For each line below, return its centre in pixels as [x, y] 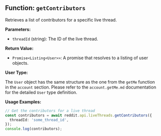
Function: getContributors [45, 8]
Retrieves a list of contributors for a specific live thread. [61, 20]
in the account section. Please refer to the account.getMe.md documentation [81, 87]
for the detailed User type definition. [41, 92]
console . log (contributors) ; [34, 129]
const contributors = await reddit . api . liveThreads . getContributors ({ [79, 115]
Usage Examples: [23, 102]
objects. [20, 63]
